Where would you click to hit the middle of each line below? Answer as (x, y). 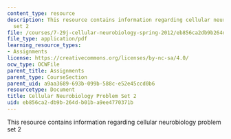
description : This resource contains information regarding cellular (109, 20)
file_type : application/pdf (47, 39)
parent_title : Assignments (46, 71)
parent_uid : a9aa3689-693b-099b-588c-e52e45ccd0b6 (81, 84)
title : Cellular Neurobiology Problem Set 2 (72, 97)
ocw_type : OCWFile (33, 64)
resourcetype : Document (41, 90)
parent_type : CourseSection (47, 77)
